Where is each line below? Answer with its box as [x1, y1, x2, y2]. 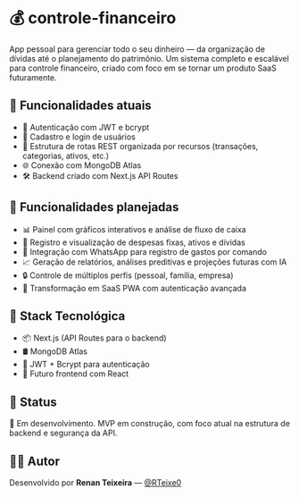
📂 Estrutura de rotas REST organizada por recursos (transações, [21, 140, 259, 151]
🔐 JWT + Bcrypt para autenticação [21, 359, 150, 370]
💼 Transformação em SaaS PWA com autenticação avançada [21, 282, 247, 293]
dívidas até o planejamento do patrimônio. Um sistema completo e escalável [9, 53, 290, 63]
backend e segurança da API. [9, 427, 118, 439]
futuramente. [9, 72, 57, 82]
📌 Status [9, 394, 58, 409]
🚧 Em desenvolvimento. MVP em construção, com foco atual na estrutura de [9, 418, 290, 429]
